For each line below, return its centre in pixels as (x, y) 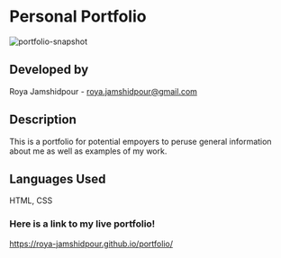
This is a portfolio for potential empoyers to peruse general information (140, 141)
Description (43, 120)
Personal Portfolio (78, 17)
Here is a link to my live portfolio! (82, 224)
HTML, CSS (31, 200)
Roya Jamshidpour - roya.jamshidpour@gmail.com (104, 91)
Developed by (49, 70)
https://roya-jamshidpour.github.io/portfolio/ (91, 244)
